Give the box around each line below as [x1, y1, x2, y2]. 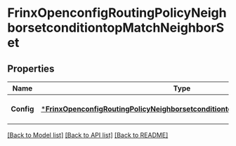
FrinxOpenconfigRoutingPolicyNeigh [7, 5, 227, 21]
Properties [7, 62, 55, 74]
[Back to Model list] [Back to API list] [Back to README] [7, 131, 169, 139]
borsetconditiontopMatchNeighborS [7, 20, 225, 36]
